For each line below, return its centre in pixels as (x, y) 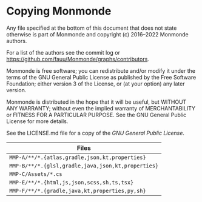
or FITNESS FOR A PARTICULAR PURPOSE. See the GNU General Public (96, 115)
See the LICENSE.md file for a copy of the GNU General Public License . (96, 133)
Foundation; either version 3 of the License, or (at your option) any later (96, 84)
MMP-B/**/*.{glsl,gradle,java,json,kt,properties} (84, 166)
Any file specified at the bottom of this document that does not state (92, 28)
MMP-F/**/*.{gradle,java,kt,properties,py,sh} (78, 190)
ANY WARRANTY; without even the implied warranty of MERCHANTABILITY (101, 108)
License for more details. (37, 121)
